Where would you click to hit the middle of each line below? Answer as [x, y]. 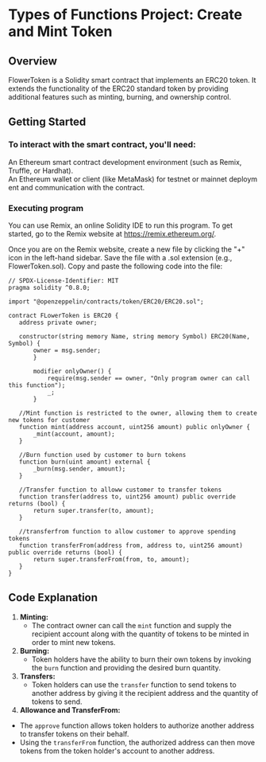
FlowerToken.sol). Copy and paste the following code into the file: [116, 266]
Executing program [46, 208]
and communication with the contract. [83, 187]
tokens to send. [57, 701]
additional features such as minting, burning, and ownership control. [120, 97]
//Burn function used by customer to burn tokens [102, 455]
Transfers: [37, 676]
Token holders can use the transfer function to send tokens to [134, 684]
